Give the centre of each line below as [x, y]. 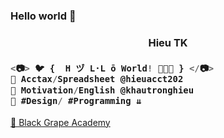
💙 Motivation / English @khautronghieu [102, 90]
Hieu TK [168, 42]
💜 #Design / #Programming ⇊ [76, 100]
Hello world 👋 [43, 16]
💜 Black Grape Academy [60, 122]
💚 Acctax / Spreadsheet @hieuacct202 [97, 79]
